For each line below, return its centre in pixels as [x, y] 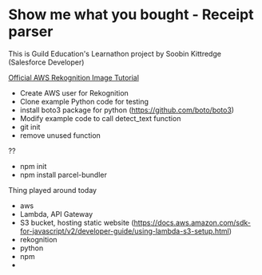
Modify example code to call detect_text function [100, 118]
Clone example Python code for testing [84, 101]
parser [31, 31]
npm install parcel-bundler [64, 175]
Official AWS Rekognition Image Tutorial [74, 77]
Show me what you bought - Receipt [131, 15]
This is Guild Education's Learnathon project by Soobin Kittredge [115, 53]
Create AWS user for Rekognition [74, 92]
